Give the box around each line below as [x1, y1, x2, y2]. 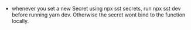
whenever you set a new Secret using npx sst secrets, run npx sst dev [11, 5, 181, 12]
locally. [11, 18, 29, 24]
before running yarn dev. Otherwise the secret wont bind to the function [11, 11, 186, 18]
